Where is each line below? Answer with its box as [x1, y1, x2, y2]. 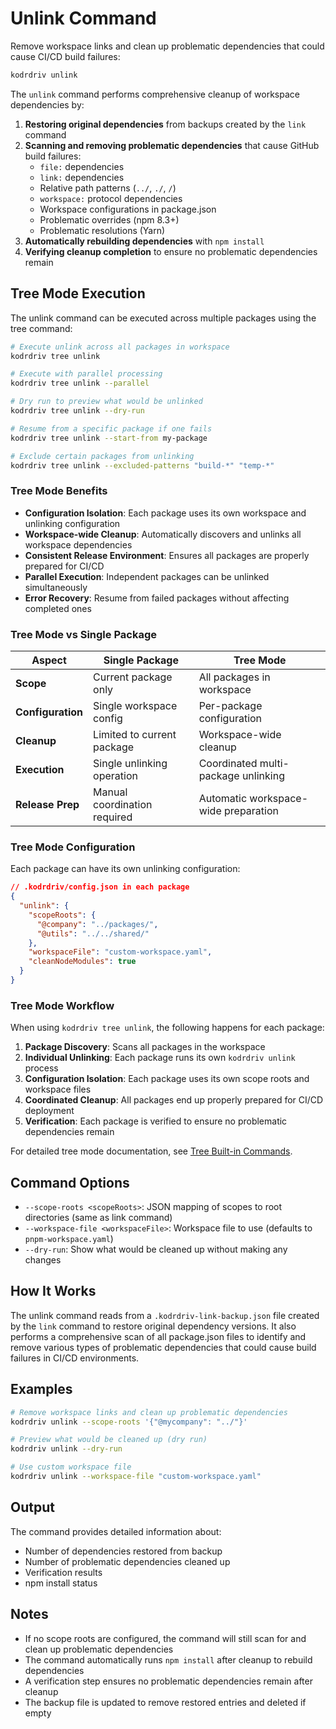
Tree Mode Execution [10, 285, 146, 302]
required [93, 810, 133, 824]
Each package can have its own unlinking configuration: [10, 863, 241, 875]
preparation [224, 803, 279, 817]
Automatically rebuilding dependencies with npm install [24, 235, 265, 247]
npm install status [24, 1577, 98, 1589]
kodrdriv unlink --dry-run [10, 1444, 123, 1454]
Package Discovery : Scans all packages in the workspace [24, 1041, 266, 1053]
